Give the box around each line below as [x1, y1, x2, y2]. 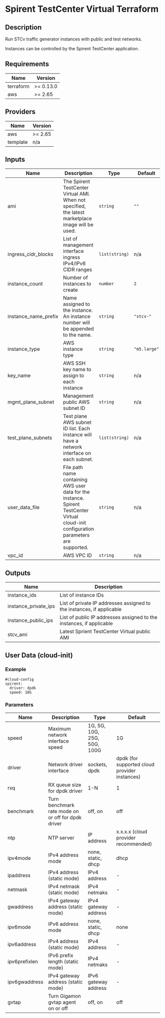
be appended [63, 325, 94, 332]
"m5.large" [134, 346, 160, 352]
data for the [63, 489, 90, 496]
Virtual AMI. [63, 191, 90, 198]
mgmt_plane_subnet [7, 399, 55, 406]
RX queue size [48, 781, 82, 788]
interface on [63, 450, 91, 457]
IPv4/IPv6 [63, 260, 86, 267]
